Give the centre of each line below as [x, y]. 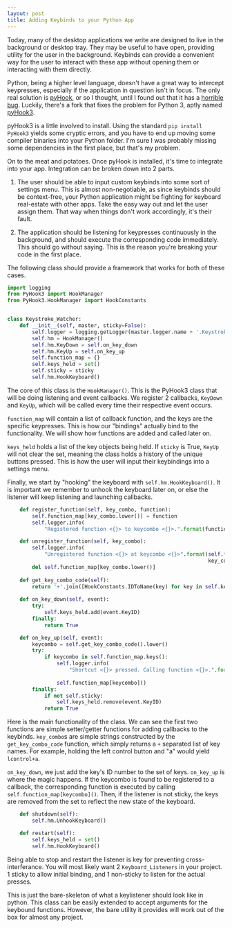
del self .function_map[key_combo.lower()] [94, 567]
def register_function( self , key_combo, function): [95, 509]
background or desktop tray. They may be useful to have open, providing [111, 47]
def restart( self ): [48, 833]
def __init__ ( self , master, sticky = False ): [83, 326]
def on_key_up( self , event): [61, 638]
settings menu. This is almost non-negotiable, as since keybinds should [119, 189]
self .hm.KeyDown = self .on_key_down [85, 345]
